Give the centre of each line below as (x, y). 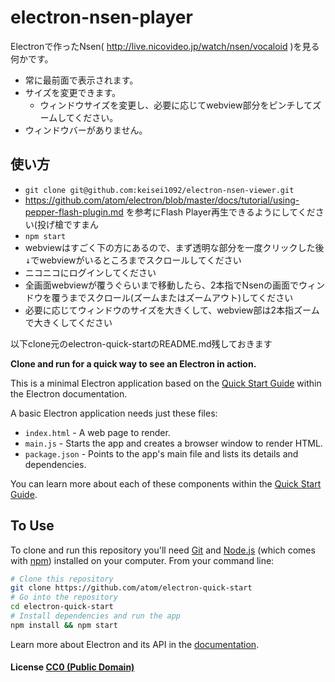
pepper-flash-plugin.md (74, 212)
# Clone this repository (62, 579)
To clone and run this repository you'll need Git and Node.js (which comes (163, 550)
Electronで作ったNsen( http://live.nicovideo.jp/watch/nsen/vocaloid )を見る (165, 46)
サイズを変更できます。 (72, 92)
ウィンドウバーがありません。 (86, 130)
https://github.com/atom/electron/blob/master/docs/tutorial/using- (162, 200)
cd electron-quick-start (62, 607)
